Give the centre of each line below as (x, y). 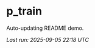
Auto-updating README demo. (45, 28)
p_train (24, 11)
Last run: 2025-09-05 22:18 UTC (48, 39)
